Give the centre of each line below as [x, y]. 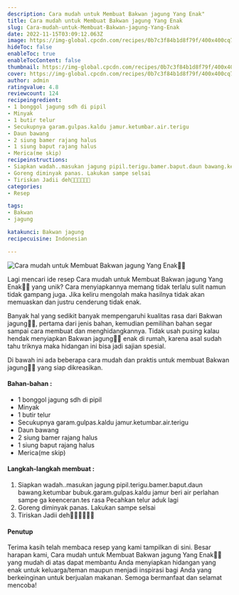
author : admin [28, 80]
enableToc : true [31, 54]
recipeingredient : [34, 101]
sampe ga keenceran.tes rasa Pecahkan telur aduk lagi [98, 500]
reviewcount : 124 [33, 93]
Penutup [20, 532]
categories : [25, 186]
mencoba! [22, 585]
